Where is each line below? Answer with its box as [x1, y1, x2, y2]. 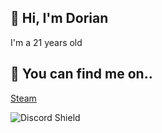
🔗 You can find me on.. [10, 66, 153, 83]
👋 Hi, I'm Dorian [10, 10, 109, 27]
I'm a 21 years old [10, 36, 83, 48]
